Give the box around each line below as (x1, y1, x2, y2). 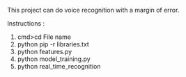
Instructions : (7, 19, 45, 27)
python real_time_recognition (17, 62, 101, 70)
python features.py (17, 48, 72, 55)
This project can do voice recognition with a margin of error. (7, 6, 180, 14)
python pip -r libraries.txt (17, 40, 89, 48)
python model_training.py (17, 55, 91, 63)
